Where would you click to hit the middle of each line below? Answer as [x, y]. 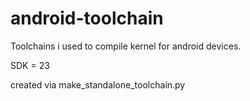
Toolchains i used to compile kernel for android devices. [126, 46]
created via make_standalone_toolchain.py [98, 84]
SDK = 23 [30, 65]
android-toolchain [87, 18]
